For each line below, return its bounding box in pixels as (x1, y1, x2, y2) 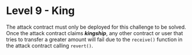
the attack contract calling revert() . (6, 42, 93, 49)
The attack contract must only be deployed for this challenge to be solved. (6, 23, 187, 30)
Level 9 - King (6, 4, 75, 18)
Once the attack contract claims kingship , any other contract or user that (6, 29, 183, 36)
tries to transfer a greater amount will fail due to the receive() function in (6, 36, 183, 43)
